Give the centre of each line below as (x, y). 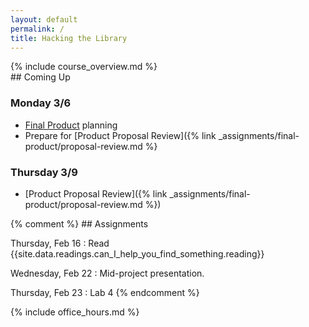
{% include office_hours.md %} (75, 312)
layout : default (44, 19)
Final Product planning (71, 125)
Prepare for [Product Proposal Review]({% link (120, 135)
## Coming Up (40, 77)
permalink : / (37, 29)
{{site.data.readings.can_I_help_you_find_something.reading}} (137, 253)
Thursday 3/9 (44, 172)
